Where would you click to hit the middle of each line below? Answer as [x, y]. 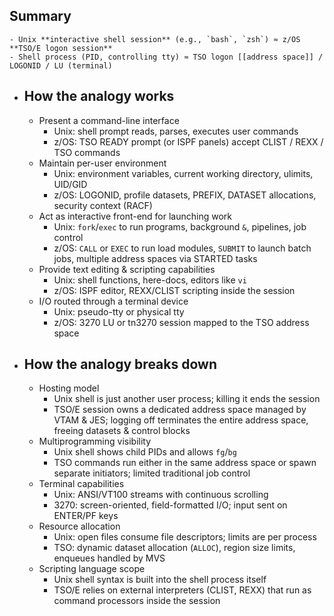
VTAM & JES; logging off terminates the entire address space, [181, 420]
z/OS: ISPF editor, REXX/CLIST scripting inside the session [174, 290]
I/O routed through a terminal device [113, 301]
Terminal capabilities [81, 484]
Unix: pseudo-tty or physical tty [119, 311]
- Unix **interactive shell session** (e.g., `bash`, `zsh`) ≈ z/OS [155, 39]
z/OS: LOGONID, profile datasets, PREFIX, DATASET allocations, [185, 195]
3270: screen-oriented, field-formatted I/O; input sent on [170, 505]
